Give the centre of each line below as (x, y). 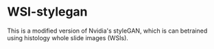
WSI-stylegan (47, 12)
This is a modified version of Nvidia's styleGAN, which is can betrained (107, 31)
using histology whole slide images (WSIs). (68, 37)
